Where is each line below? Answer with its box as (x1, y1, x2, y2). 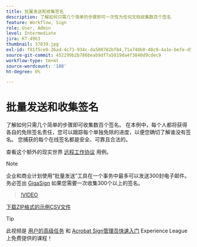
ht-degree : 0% (6, 69, 41, 75)
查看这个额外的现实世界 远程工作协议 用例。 (6, 148, 112, 155)
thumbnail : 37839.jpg (6, 42, 59, 48)
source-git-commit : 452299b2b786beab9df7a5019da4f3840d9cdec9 (6, 52, 161, 58)
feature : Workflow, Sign (6, 19, 67, 25)
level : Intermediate (6, 31, 57, 36)
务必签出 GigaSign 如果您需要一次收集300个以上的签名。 (6, 180, 144, 187)
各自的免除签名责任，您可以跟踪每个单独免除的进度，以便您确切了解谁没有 (6, 128, 186, 136)
